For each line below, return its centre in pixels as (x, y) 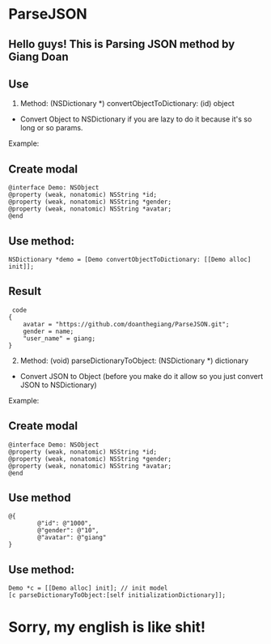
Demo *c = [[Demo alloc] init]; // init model (88, 588)
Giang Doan (38, 56)
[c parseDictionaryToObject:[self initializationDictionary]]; (117, 595)
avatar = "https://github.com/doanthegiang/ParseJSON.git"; (126, 324)
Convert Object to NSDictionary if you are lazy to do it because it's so (136, 119)
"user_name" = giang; (59, 338)
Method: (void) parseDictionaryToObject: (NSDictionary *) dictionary (134, 360)
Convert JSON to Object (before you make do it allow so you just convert (142, 376)
